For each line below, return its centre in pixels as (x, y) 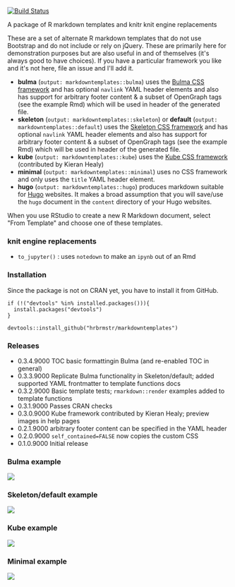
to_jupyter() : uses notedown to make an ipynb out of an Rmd (107, 257)
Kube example (32, 528)
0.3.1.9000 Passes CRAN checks (65, 406)
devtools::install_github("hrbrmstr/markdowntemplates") (93, 328)
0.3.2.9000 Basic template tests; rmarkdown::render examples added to (121, 391)
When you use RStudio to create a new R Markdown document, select (109, 216)
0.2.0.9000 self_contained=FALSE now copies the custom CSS (108, 436)
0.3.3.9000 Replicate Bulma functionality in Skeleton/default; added (116, 376)
